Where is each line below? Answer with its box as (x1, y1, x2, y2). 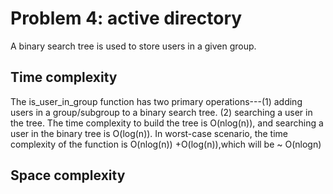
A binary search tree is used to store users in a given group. (10, 40, 257, 52)
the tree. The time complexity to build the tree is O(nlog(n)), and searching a (10, 117, 324, 129)
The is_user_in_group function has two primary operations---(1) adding (10, 95, 303, 107)
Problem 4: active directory (10, 7, 243, 30)
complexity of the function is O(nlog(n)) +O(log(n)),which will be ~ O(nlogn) (10, 138, 322, 150)
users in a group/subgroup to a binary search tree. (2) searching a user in (10, 106, 313, 118)
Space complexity (10, 167, 126, 184)
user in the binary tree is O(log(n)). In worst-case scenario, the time (10, 127, 288, 139)
